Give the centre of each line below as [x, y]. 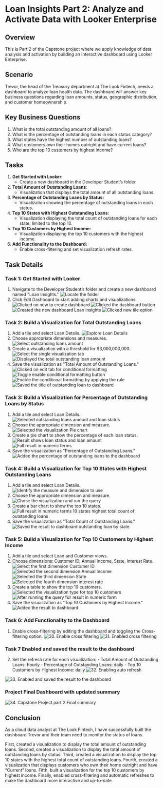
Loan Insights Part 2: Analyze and [74, 9]
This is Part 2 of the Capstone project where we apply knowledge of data [78, 49]
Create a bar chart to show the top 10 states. [57, 506]
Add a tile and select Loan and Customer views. [60, 556]
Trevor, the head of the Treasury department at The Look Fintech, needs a [80, 86]
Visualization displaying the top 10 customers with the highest [81, 234]
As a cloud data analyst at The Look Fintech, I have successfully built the [78, 729]
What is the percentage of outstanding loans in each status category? [82, 134]
